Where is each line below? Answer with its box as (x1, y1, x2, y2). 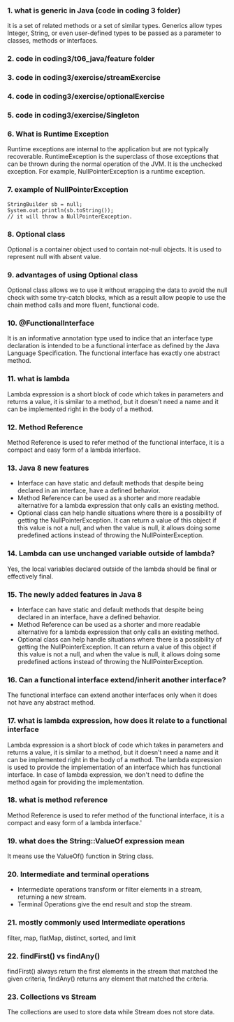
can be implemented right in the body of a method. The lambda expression (7, 755, 223, 764)
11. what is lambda (7, 374, 70, 384)
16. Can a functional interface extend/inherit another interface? (7, 675, 226, 684)
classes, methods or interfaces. (7, 36, 98, 45)
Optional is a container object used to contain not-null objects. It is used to (7, 244, 222, 254)
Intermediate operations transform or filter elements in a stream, (17, 885, 203, 894)
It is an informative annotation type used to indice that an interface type (7, 334, 213, 343)
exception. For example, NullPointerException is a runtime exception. (7, 167, 205, 176)
